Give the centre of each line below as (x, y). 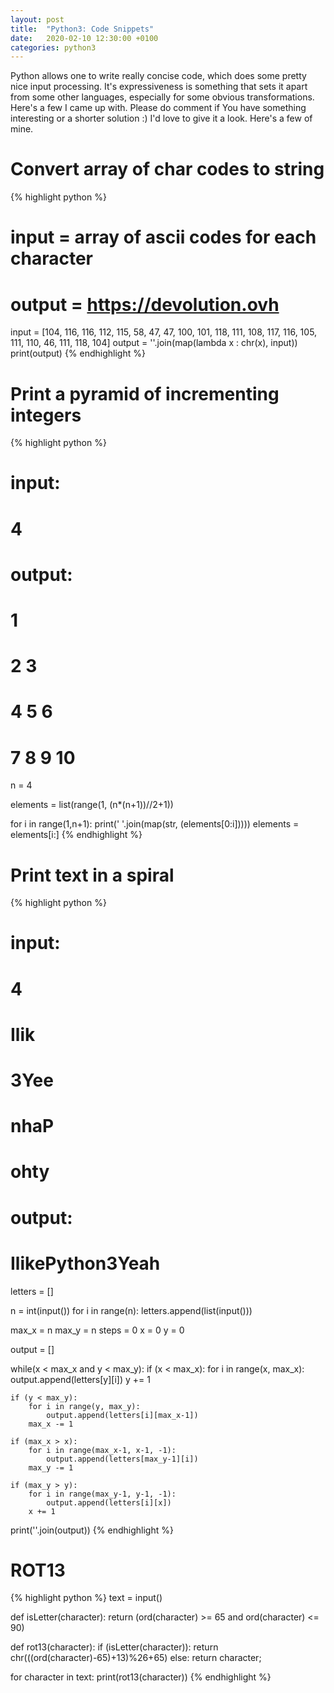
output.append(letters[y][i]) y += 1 (80, 1379)
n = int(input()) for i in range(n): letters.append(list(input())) (131, 1310)
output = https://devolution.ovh (145, 304)
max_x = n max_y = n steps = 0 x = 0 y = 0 (97, 1330)
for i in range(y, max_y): (84, 1406)
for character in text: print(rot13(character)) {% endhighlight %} (141, 1677)
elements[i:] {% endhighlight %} (76, 835)
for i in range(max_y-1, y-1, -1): (102, 1494)
